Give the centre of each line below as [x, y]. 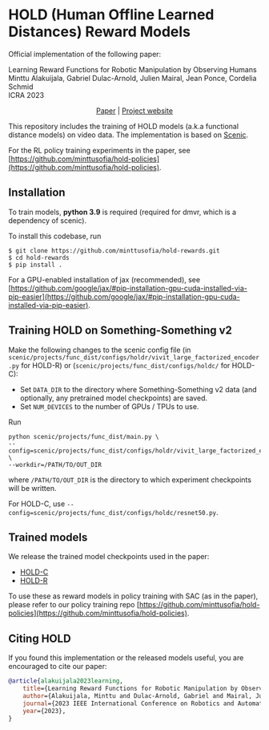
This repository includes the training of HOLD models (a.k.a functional [123, 126]
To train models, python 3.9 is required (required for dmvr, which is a [122, 212]
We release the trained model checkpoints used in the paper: [109, 557]
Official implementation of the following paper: [85, 54]
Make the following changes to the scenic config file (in [100, 350]
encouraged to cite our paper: [58, 667]
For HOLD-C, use [37, 504]
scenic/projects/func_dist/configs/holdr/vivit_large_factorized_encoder [134, 357]
